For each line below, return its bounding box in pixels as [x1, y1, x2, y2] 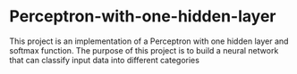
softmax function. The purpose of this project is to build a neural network [9, 45, 279, 55]
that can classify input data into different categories [9, 54, 199, 65]
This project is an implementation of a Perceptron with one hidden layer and [9, 36, 289, 46]
